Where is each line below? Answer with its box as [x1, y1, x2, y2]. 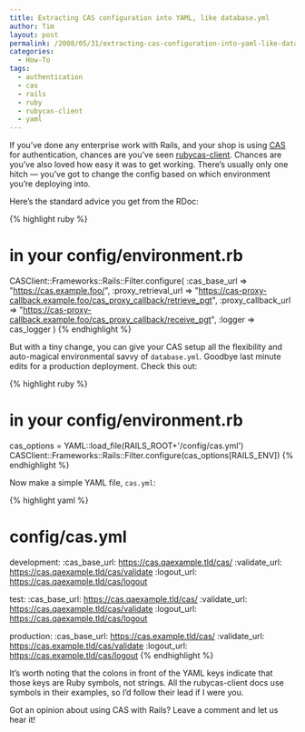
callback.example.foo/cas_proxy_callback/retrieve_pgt [9, 295, 213, 306]
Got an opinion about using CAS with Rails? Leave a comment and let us [9, 704, 279, 715]
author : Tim [9, 22, 54, 31]
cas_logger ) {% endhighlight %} [9, 324, 132, 335]
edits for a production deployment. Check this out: [9, 361, 198, 372]
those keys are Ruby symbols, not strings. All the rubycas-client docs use [9, 677, 284, 687]
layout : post [9, 30, 59, 39]
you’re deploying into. [9, 178, 91, 189]
